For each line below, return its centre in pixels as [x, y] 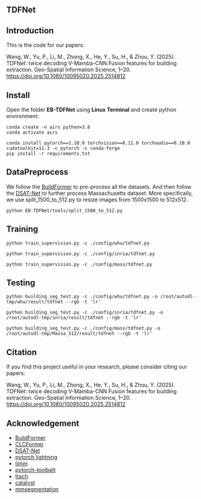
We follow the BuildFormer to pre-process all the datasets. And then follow [99, 186]
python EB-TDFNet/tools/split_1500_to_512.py [64, 210]
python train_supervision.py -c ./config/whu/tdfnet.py [78, 243]
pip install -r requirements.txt [48, 154]
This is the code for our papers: [46, 45]
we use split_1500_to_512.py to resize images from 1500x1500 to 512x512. [97, 200]
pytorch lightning [36, 457]
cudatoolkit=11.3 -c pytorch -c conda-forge [63, 148]
